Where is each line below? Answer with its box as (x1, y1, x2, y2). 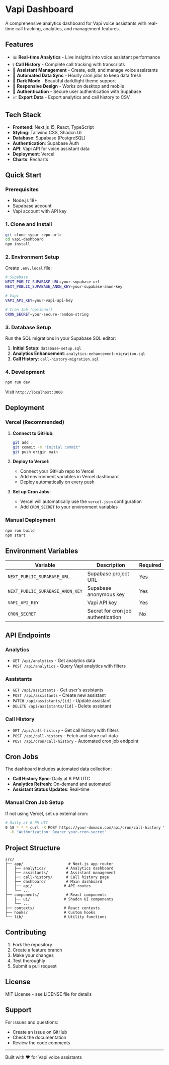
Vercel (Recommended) (5, 419, 64, 426)
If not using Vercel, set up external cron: (5, 810, 89, 817)
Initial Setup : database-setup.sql (12, 345, 81, 351)
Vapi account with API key (12, 208, 67, 214)
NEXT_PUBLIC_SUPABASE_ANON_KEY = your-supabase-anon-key (5, 284, 123, 289)
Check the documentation (12, 1034, 67, 1040)
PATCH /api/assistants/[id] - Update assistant (12, 698, 111, 704)
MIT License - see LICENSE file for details (5, 991, 92, 997)
